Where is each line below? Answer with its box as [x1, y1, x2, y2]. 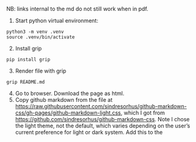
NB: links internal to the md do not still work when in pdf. [6, 5, 148, 12]
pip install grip [6, 57, 51, 63]
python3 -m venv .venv [6, 29, 64, 35]
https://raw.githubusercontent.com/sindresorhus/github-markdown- [15, 103, 187, 110]
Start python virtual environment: [15, 17, 99, 24]
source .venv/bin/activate [6, 34, 75, 40]
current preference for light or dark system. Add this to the [15, 129, 163, 136]
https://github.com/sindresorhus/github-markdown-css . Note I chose [15, 116, 190, 122]
